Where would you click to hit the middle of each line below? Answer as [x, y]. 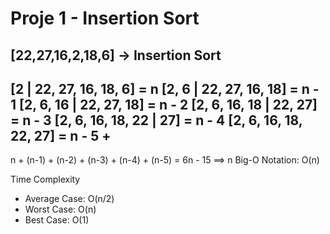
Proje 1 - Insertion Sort [105, 18]
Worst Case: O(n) [60, 209]
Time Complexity [45, 179]
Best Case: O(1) [57, 220]
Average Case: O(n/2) [69, 199]
